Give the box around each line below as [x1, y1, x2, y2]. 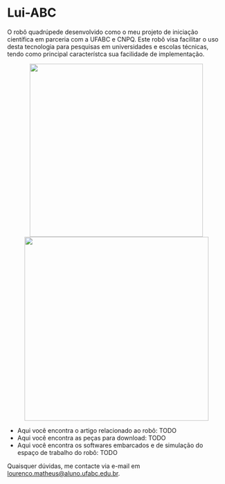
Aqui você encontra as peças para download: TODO [17, 433, 166, 442]
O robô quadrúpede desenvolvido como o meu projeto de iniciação [7, 28, 199, 36]
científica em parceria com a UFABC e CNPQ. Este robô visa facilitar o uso [7, 35, 219, 43]
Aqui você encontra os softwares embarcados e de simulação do [17, 441, 204, 449]
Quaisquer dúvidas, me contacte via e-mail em [7, 462, 141, 470]
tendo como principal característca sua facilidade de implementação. [7, 50, 205, 58]
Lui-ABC [7, 5, 57, 21]
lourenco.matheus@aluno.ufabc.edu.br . [7, 469, 120, 477]
